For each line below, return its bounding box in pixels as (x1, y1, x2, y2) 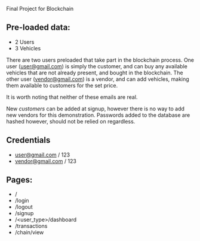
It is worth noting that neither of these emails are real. (6, 93, 138, 101)
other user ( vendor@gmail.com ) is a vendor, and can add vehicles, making (6, 75, 189, 83)
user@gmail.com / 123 (14, 151, 70, 158)
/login (14, 197, 29, 204)
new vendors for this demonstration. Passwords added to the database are (6, 111, 190, 119)
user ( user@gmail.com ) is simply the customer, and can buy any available (6, 62, 188, 70)
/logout (14, 203, 33, 210)
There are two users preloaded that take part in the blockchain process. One (6, 56, 195, 64)
